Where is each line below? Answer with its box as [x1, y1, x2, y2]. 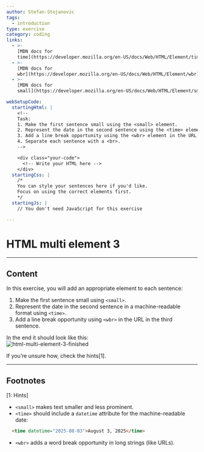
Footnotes [6, 376, 46, 386]
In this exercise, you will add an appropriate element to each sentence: [6, 285, 183, 292]
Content [6, 268, 38, 279]
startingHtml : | [12, 104, 53, 110]
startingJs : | [12, 200, 47, 206]
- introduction [12, 20, 50, 26]
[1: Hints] [6, 392, 29, 399]
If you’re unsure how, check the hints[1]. [6, 352, 106, 360]
